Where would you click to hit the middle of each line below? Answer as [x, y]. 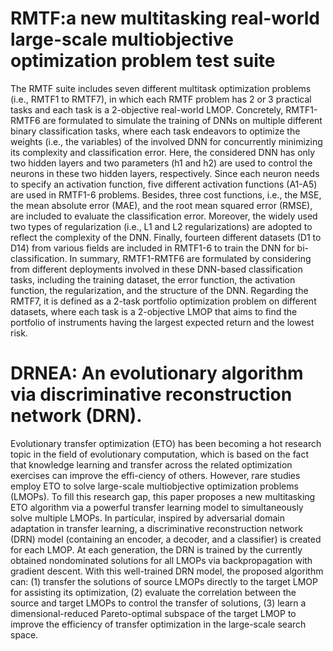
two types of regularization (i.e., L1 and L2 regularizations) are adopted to [161, 226]
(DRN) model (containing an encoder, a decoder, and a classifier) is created [166, 539]
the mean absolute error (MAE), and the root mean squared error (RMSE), [161, 205]
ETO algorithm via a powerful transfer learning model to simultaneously [157, 507]
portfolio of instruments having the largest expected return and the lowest [162, 322]
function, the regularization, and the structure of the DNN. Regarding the [159, 290]
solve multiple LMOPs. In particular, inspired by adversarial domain [147, 518]
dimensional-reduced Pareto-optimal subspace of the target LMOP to [153, 613]
